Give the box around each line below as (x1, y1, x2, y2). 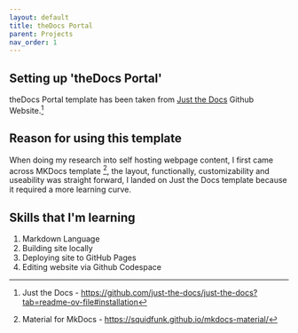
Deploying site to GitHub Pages (21, 252, 137, 263)
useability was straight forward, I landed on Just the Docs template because (9, 175, 288, 186)
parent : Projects (9, 29, 74, 38)
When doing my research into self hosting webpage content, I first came (9, 155, 273, 165)
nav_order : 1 (9, 37, 58, 47)
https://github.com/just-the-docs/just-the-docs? (81, 288, 258, 297)
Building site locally (21, 243, 93, 253)
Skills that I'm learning (9, 210, 136, 225)
